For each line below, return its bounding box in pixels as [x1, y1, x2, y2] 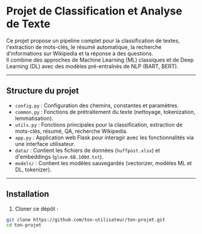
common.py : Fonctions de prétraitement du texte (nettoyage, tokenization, [14, 108, 195, 115]
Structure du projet [6, 86, 79, 96]
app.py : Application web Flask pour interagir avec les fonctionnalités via [14, 134, 194, 141]
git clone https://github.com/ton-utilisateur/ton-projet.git [6, 217, 165, 223]
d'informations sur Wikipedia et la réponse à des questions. [6, 49, 153, 57]
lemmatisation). [14, 115, 54, 122]
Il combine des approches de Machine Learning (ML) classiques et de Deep [6, 56, 194, 63]
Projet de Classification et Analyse [6, 4, 182, 18]
